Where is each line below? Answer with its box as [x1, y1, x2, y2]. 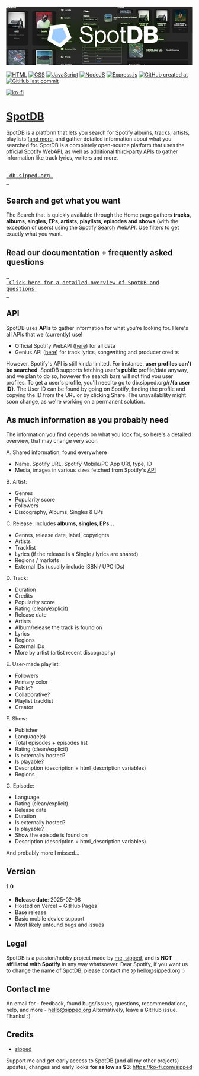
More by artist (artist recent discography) [14, 649, 115, 656]
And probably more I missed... [6, 849, 80, 856]
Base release [14, 909, 47, 916]
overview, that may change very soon [6, 437, 98, 444]
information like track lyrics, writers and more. [6, 154, 118, 161]
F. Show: [6, 715, 28, 722]
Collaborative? [14, 691, 50, 698]
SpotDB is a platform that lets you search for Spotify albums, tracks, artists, [6, 129, 190, 137]
